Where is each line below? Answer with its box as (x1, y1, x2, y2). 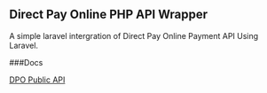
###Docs (9, 57, 43, 67)
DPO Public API (9, 74, 66, 85)
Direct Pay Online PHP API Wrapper (9, 7, 208, 22)
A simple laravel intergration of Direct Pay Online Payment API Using (9, 30, 259, 41)
